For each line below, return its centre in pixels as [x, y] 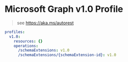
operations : [26, 46]
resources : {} [28, 41]
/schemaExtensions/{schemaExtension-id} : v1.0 [67, 55]
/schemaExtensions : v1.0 [44, 51]
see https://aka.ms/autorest [45, 23]
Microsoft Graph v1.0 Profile [64, 9]
